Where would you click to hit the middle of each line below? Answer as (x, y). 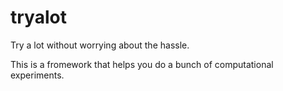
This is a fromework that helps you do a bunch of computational (142, 64)
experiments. (37, 75)
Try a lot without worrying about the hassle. (100, 45)
